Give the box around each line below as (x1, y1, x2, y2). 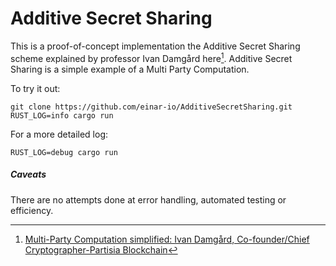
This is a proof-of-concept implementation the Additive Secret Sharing (10, 40, 301, 52)
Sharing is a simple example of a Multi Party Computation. (10, 63, 250, 75)
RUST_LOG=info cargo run (10, 110, 114, 121)
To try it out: (10, 82, 61, 94)
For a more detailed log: (10, 128, 109, 140)
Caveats (10, 168, 47, 181)
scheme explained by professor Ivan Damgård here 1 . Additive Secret (10, 50, 293, 64)
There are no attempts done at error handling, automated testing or (10, 193, 287, 206)
